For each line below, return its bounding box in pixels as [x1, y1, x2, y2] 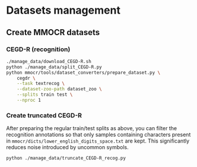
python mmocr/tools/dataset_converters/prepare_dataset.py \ [6, 70, 161, 75]
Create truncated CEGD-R [6, 111, 82, 119]
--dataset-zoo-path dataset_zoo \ [17, 86, 102, 92]
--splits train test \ [17, 92, 73, 98]
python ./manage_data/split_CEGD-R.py [6, 64, 102, 70]
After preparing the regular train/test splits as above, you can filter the [6, 125, 177, 132]
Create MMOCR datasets [6, 27, 100, 37]
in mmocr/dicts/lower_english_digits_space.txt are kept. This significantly [6, 137, 190, 144]
